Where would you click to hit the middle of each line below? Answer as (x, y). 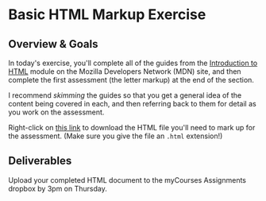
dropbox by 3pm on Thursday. (58, 188)
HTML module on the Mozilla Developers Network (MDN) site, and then (125, 72)
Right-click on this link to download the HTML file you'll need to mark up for (132, 128)
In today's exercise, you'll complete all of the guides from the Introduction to (133, 63)
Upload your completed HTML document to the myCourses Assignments (127, 180)
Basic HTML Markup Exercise (107, 15)
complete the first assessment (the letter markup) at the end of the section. (131, 80)
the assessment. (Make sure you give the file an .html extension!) (116, 136)
